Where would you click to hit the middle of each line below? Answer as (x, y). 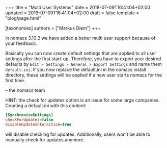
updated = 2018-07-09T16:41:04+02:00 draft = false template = (72, 13)
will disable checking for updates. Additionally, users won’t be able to (78, 134)
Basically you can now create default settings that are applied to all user (81, 53)
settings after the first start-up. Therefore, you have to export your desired (83, 59)
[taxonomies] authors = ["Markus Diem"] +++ (53, 28)
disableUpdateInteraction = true (38, 125)
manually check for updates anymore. (45, 139)
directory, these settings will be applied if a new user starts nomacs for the (83, 75)
